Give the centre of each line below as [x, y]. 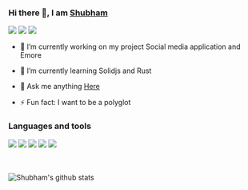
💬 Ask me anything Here [60, 87]
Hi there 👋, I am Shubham [58, 13]
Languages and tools [50, 126]
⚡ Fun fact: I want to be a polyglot [75, 103]
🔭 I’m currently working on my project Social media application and [130, 46]
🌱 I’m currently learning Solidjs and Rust [86, 71]
